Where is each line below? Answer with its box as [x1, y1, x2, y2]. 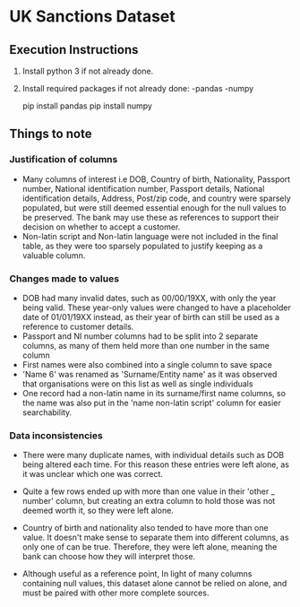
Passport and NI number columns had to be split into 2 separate [21, 330, 259, 342]
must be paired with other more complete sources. [21, 587, 210, 598]
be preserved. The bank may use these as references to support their [21, 212, 279, 222]
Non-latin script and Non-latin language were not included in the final [21, 230, 279, 241]
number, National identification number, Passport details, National [21, 183, 265, 194]
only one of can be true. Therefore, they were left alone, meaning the [21, 542, 278, 552]
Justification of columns [9, 153, 118, 166]
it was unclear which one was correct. [21, 469, 164, 480]
